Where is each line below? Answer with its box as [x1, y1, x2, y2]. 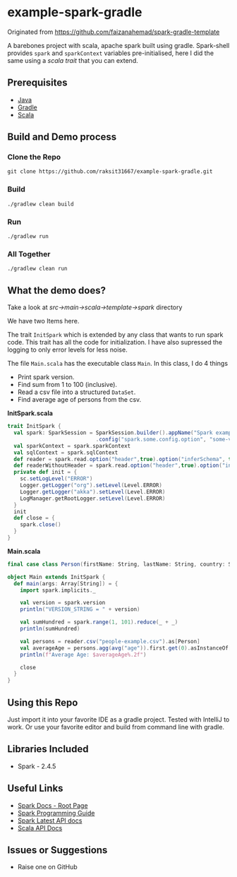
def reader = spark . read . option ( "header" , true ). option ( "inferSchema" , [13, 455, 226, 463]
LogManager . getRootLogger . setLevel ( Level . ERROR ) [20, 495, 166, 502]
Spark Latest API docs [17, 816, 83, 825]
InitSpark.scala [7, 409, 53, 417]
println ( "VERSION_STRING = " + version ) [20, 606, 140, 613]
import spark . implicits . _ [20, 587, 97, 594]
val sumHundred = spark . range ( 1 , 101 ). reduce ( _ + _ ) [20, 619, 178, 626]
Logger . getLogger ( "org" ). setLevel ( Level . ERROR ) [20, 482, 162, 489]
